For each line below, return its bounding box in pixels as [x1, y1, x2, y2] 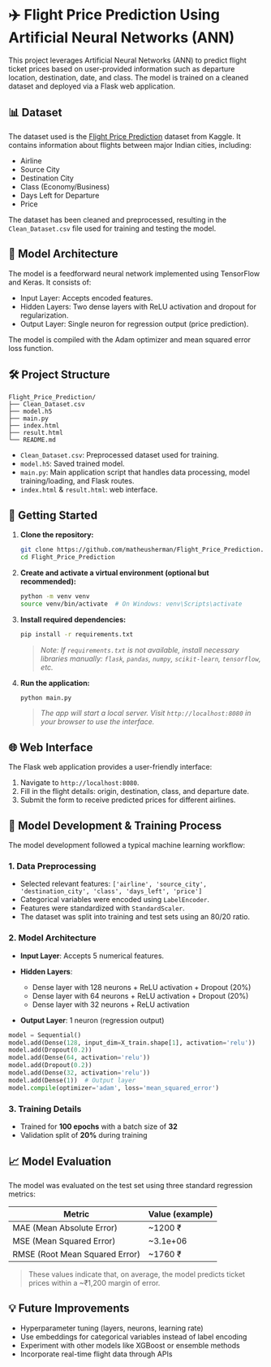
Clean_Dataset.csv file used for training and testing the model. [8, 223, 217, 233]
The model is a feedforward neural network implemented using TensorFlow [8, 268, 260, 278]
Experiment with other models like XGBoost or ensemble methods [19, 1340, 241, 1350]
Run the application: [19, 678, 91, 688]
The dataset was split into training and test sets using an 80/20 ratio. [19, 912, 250, 922]
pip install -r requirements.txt [19, 630, 134, 638]
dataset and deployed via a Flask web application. [8, 81, 176, 91]
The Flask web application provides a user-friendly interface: [8, 762, 213, 772]
